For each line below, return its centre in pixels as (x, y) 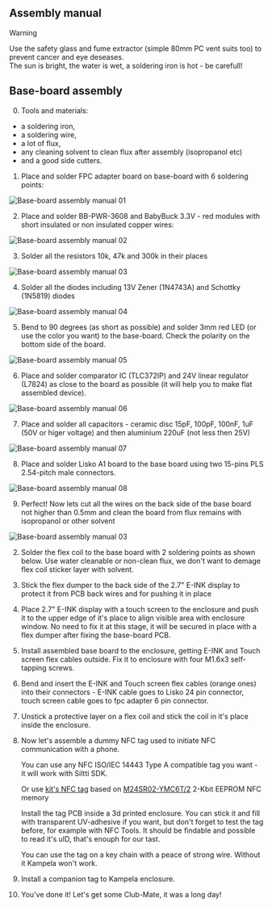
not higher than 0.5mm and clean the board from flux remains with (131, 512)
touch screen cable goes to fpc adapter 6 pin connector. (115, 700)
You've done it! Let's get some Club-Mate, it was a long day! (121, 894)
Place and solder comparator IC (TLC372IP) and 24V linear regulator (135, 376)
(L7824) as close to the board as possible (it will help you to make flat (136, 384)
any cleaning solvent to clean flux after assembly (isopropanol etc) (132, 152)
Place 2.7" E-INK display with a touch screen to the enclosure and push (140, 609)
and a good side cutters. (61, 160)
